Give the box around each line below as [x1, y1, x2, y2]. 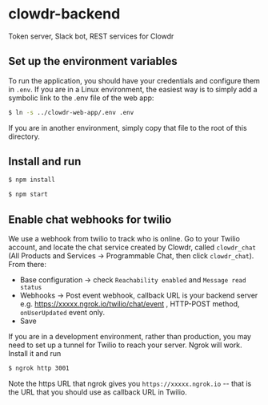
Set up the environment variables [8, 55, 178, 68]
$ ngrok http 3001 [8, 364, 70, 372]
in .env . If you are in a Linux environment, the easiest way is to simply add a [8, 84, 258, 94]
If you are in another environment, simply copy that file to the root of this [8, 123, 247, 132]
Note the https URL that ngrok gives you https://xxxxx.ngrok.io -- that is [8, 379, 252, 388]
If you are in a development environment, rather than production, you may [8, 332, 252, 341]
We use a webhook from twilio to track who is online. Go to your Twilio [8, 234, 240, 243]
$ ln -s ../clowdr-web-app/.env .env [8, 108, 134, 116]
